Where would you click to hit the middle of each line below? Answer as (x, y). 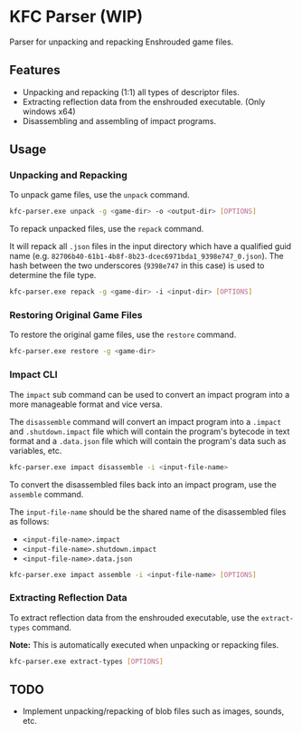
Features (35, 70)
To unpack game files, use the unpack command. (99, 195)
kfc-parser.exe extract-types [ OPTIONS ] (87, 661)
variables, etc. (36, 450)
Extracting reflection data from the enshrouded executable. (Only (144, 101)
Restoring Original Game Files (76, 315)
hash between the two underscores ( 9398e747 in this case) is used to (137, 265)
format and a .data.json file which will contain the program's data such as (148, 440)
